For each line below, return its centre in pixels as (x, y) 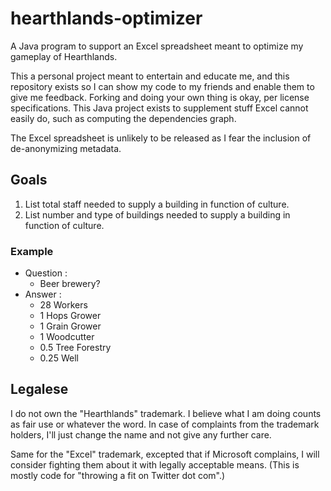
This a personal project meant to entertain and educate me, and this (150, 76)
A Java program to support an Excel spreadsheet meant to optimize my (157, 46)
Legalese (39, 389)
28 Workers (63, 305)
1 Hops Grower (70, 316)
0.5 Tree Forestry (75, 348)
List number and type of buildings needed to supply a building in (157, 214)
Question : (46, 273)
